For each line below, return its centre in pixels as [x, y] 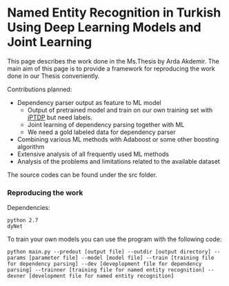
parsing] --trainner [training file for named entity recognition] [106, 270]
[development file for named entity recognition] [101, 276]
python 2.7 [23, 220]
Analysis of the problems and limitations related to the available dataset [119, 161]
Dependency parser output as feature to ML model [89, 102]
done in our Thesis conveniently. [53, 76]
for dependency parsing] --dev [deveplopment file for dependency [104, 264]
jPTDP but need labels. [60, 117]
